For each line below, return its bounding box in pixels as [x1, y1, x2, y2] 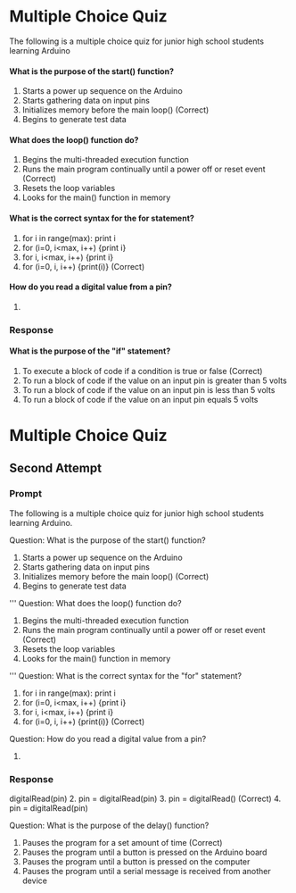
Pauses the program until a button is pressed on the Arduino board [21, 847, 267, 858]
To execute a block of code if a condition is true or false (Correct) [21, 365, 263, 376]
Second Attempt [9, 461, 103, 476]
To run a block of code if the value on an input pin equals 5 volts [21, 394, 259, 405]
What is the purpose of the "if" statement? [9, 346, 171, 356]
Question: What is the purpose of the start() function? [9, 534, 207, 546]
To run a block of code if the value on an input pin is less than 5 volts [21, 384, 275, 395]
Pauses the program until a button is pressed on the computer [21, 856, 251, 867]
